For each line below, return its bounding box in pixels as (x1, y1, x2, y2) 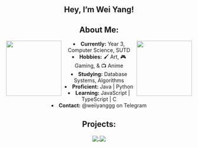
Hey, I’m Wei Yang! (64, 5, 134, 15)
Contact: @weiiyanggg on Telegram (58, 102, 147, 109)
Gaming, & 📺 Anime (74, 62, 124, 70)
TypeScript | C (81, 96, 117, 103)
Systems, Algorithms (74, 77, 124, 84)
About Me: (79, 25, 119, 35)
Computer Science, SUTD (67, 47, 131, 54)
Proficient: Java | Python (72, 83, 134, 90)
